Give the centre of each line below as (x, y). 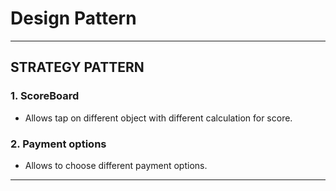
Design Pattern (73, 18)
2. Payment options (58, 144)
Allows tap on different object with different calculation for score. (158, 118)
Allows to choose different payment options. (116, 165)
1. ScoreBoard (45, 96)
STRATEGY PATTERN (77, 67)
